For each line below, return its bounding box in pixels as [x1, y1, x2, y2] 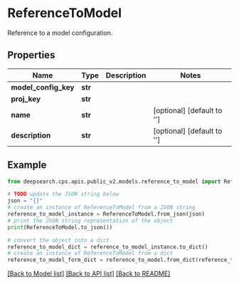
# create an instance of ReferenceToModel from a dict [7, 250, 174, 257]
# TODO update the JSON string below [7, 191, 119, 198]
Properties [7, 49, 55, 61]
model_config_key [11, 82, 75, 92]
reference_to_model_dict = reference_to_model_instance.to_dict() [7, 243, 208, 251]
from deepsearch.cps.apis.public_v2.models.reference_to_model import [7, 178, 221, 185]
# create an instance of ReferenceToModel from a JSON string [7, 204, 196, 211]
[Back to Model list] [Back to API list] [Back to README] [7, 269, 171, 278]
